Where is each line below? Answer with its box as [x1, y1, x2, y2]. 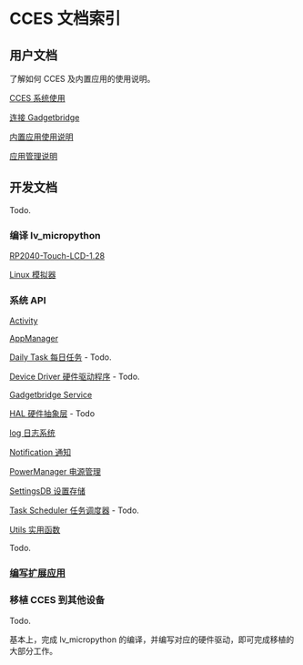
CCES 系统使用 [9, 93, 66, 103]
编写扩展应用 [9, 567, 66, 579]
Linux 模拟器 [9, 270, 56, 281]
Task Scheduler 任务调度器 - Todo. [9, 505, 139, 516]
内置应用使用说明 [9, 131, 74, 142]
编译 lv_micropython [9, 229, 101, 241]
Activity [9, 315, 38, 326]
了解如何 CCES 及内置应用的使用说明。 [9, 74, 156, 84]
